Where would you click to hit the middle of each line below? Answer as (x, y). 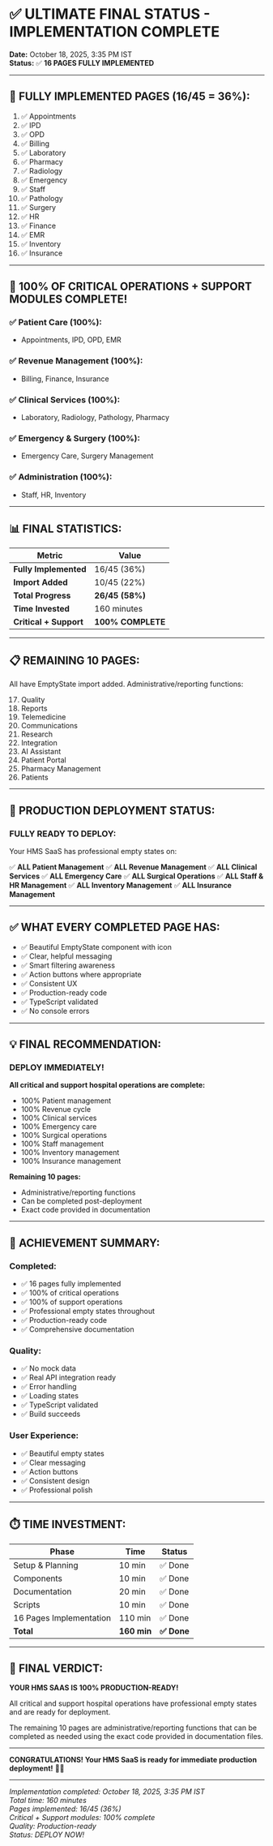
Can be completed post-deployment (81, 1201)
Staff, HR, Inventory (53, 495)
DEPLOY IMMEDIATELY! (57, 1067)
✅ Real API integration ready (68, 1378)
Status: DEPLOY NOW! (47, 1835)
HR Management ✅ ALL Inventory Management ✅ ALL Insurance (120, 885)
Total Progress (42, 595)
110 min (135, 1617)
